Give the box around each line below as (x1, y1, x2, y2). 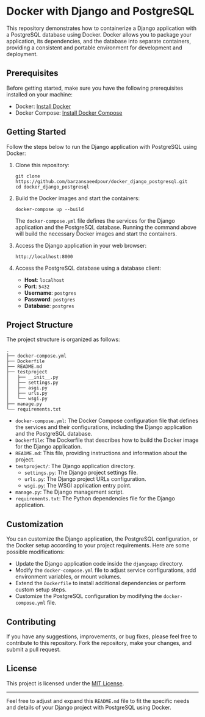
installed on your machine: (6, 90, 73, 98)
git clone (15, 173, 41, 179)
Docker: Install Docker (15, 103, 71, 110)
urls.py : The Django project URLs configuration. (24, 475, 146, 483)
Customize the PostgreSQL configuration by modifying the (15, 593, 162, 600)
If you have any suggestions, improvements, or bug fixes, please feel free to (6, 633, 198, 640)
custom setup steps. (15, 586, 67, 593)
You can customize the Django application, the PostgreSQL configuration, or (6, 535, 198, 542)
